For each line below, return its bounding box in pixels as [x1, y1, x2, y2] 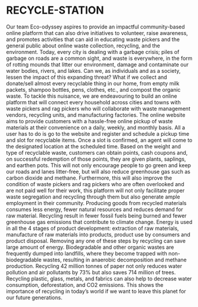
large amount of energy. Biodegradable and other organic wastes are [6, 244, 174, 251]
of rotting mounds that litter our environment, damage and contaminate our [6, 60, 189, 68]
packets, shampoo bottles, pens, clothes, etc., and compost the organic [6, 86, 181, 93]
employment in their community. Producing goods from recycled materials [6, 199, 187, 206]
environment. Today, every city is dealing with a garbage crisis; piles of [6, 48, 180, 55]
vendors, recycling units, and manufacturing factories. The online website [6, 111, 186, 119]
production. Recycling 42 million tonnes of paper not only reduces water [6, 262, 183, 270]
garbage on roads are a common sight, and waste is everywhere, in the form [6, 55, 193, 62]
